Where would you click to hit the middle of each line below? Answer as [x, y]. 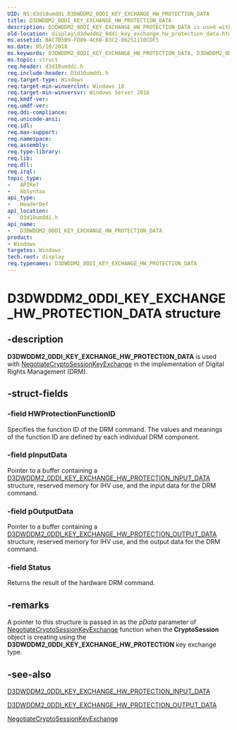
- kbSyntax [26, 192]
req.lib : [20, 159]
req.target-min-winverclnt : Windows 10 [66, 86]
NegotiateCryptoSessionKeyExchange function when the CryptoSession [113, 630]
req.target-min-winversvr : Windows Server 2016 [79, 93]
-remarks [28, 605]
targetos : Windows [34, 251]
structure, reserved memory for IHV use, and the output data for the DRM [114, 542]
